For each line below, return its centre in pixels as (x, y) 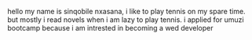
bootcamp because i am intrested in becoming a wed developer (110, 28)
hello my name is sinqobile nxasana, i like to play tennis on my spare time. (126, 11)
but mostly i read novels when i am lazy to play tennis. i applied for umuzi (126, 20)
